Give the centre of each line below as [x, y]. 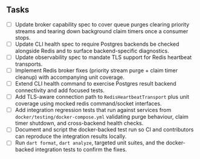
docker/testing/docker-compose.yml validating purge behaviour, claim [102, 117]
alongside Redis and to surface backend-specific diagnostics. [92, 51]
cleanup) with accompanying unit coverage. [70, 77]
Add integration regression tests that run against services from [93, 110]
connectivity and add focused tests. [60, 90]
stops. [23, 37]
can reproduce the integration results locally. [71, 136]
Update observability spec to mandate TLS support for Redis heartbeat [103, 57]
